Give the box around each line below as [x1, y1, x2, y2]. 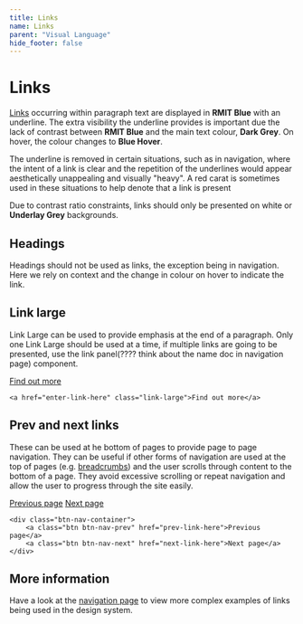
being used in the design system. [9, 605, 133, 616]
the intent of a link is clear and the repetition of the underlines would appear [9, 164, 292, 175]
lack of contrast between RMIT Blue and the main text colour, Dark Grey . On [9, 127, 294, 137]
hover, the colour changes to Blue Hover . [9, 137, 163, 147]
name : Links [9, 22, 54, 31]
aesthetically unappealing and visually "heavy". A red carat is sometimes [9, 173, 280, 184]
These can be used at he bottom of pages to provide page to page [9, 441, 258, 452]
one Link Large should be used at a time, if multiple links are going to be [9, 338, 278, 349]
